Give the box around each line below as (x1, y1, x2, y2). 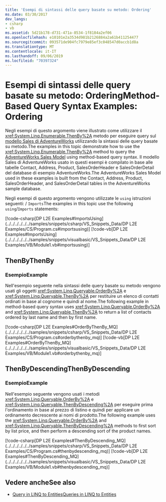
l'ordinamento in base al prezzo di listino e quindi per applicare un (5, 407, 140, 413)
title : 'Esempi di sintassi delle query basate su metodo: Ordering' (5, 7, 152, 12)
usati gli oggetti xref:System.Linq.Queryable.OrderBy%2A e (5, 288, 126, 294)
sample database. (5, 186, 42, 192)
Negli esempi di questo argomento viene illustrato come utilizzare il (5, 128, 142, 134)
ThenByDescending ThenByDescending (5, 365, 130, 373)
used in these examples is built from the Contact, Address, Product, (5, 175, 143, 181)
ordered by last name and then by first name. (5, 314, 97, 320)
